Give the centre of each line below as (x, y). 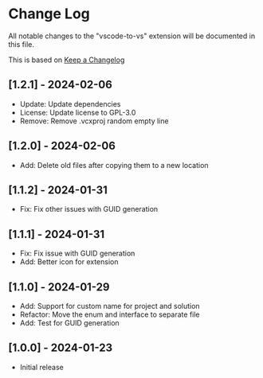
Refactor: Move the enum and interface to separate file (110, 314)
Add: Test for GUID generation (69, 323)
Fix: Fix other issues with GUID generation (89, 209)
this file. (21, 44)
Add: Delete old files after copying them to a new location (114, 165)
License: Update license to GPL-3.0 (78, 112)
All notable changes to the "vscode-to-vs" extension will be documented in (132, 36)
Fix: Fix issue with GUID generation (77, 253)
